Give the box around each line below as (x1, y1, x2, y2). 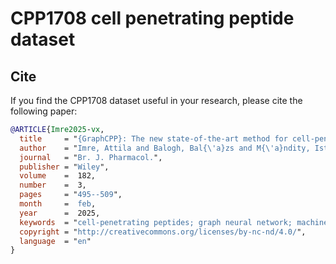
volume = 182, (19, 171, 97, 181)
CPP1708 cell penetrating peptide (10, 7, 295, 30)
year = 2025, (19, 208, 101, 218)
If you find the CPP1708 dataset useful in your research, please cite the (10, 95, 303, 106)
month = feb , (19, 199, 97, 209)
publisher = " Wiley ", (19, 162, 110, 172)
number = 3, (19, 180, 87, 191)
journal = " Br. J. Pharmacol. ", (19, 152, 163, 162)
